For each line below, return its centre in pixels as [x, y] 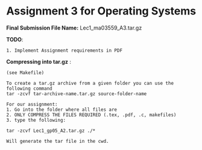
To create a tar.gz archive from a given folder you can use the [90, 83]
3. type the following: [36, 120]
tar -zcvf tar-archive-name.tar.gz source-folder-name [77, 94]
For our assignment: [32, 104]
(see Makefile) [25, 73]
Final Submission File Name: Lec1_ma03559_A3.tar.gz [74, 28]
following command [29, 89]
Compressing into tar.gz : [39, 61]
